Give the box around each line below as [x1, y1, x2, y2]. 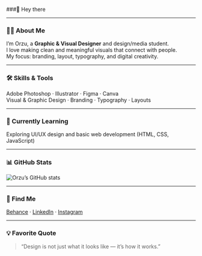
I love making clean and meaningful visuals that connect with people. [6, 46, 177, 54]
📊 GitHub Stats [6, 158, 52, 166]
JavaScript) [6, 137, 35, 144]
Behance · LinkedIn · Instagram [6, 208, 83, 216]
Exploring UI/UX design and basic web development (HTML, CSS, [6, 130, 170, 138]
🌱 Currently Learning [6, 117, 69, 125]
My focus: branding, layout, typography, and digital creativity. [6, 53, 159, 60]
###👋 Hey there [6, 6, 46, 13]
